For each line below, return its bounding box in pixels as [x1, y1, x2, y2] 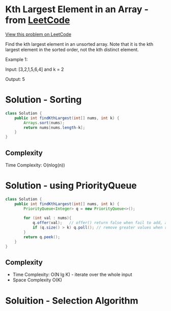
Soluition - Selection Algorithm [5, 295, 138, 306]
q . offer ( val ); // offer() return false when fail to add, [32, 220, 163, 225]
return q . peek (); [23, 234, 60, 240]
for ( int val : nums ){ [23, 215, 72, 221]
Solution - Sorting [5, 94, 82, 105]
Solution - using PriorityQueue [5, 180, 137, 191]
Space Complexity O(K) [12, 277, 63, 283]
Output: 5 [5, 76, 25, 82]
